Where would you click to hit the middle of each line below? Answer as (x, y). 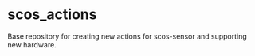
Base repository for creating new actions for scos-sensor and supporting (127, 36)
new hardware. (32, 44)
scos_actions (52, 15)
